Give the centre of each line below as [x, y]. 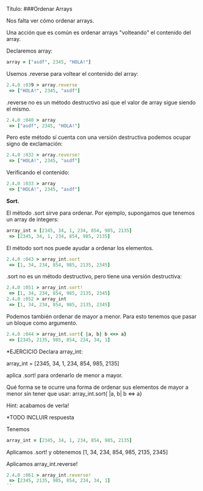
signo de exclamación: [34, 144]
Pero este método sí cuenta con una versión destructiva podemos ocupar [98, 138]
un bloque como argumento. [42, 323]
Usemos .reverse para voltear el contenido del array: [73, 73]
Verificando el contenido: [38, 172]
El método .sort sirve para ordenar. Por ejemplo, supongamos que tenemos [101, 213]
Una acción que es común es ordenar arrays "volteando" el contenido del [99, 32]
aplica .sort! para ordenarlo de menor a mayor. [65, 375]
